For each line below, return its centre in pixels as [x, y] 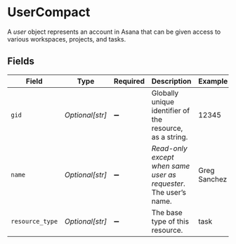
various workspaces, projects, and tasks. [67, 39]
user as [164, 174]
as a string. [170, 136]
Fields [21, 62]
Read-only [169, 148]
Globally [165, 93]
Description [171, 81]
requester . [169, 184]
